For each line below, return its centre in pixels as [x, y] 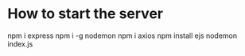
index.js [20, 43]
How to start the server [86, 14]
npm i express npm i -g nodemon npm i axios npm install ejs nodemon [122, 35]
